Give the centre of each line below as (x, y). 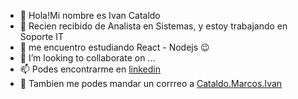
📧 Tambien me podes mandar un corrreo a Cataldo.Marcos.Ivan (151, 83)
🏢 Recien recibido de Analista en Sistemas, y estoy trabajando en (153, 26)
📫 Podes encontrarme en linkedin (90, 69)
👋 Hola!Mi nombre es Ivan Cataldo (90, 15)
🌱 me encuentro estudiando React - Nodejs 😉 (114, 47)
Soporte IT (41, 36)
